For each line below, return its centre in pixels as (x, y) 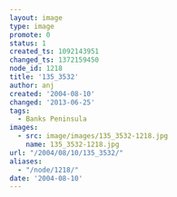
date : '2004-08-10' (46, 178)
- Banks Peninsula (53, 119)
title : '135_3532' (44, 77)
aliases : (26, 161)
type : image (32, 26)
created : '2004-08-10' (52, 94)
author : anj (32, 85)
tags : (20, 111)
